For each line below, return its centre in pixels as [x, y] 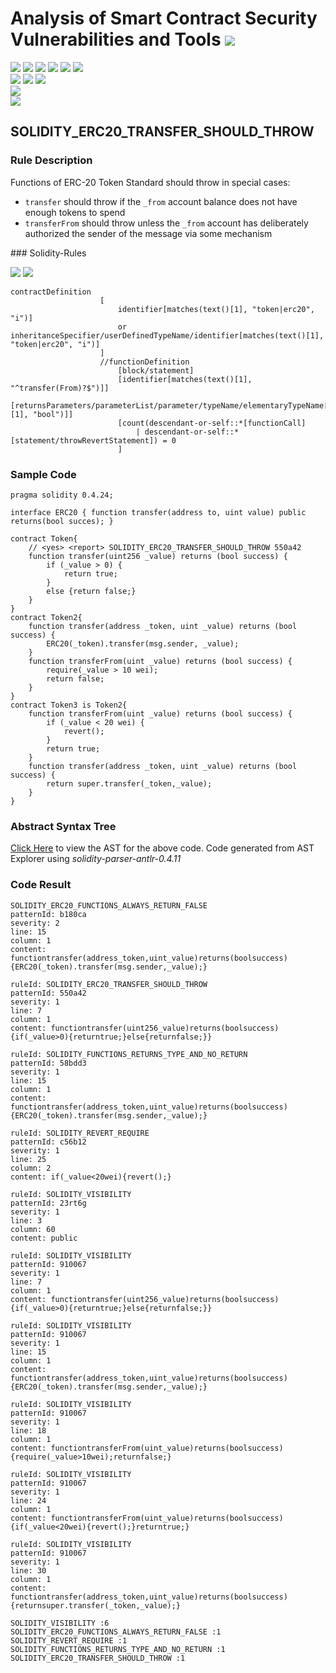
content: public [44, 1238]
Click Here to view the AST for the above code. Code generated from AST [162, 848]
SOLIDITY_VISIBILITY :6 [60, 1623]
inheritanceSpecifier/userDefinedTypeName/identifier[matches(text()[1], [167, 335]
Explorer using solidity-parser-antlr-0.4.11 [96, 859]
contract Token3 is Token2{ [69, 705]
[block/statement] [156, 370]
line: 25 [28, 1159]
